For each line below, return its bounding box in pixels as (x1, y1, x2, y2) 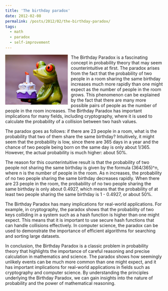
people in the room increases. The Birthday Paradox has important (5, 108, 142, 114)
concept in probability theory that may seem (70, 59, 162, 65)
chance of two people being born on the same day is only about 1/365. (5, 144, 151, 150)
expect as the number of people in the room (70, 86, 161, 92)
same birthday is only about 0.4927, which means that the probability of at (5, 186, 158, 192)
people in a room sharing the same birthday (70, 75, 161, 81)
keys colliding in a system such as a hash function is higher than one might (5, 212, 159, 218)
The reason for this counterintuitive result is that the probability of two (5, 159, 149, 165)
